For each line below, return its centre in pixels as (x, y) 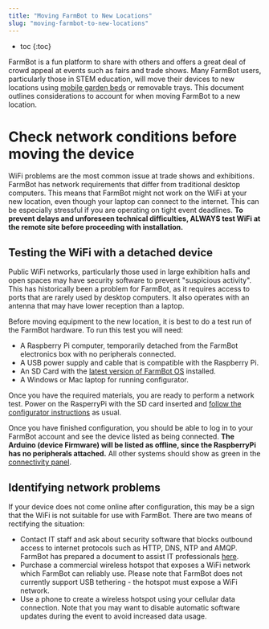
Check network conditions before (122, 137)
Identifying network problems (84, 487)
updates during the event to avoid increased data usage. (113, 616)
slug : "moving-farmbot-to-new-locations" (79, 23)
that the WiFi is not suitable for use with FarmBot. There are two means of (130, 516)
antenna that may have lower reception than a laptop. (96, 306)
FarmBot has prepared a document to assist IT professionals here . (129, 557)
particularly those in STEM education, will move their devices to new (122, 79)
